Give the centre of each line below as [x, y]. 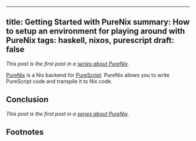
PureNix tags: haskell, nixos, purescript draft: [90, 41]
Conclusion [27, 100]
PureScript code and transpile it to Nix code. [59, 81]
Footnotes [25, 132]
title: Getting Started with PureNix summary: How [98, 22]
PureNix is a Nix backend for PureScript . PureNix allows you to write [88, 75]
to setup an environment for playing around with [96, 31]
